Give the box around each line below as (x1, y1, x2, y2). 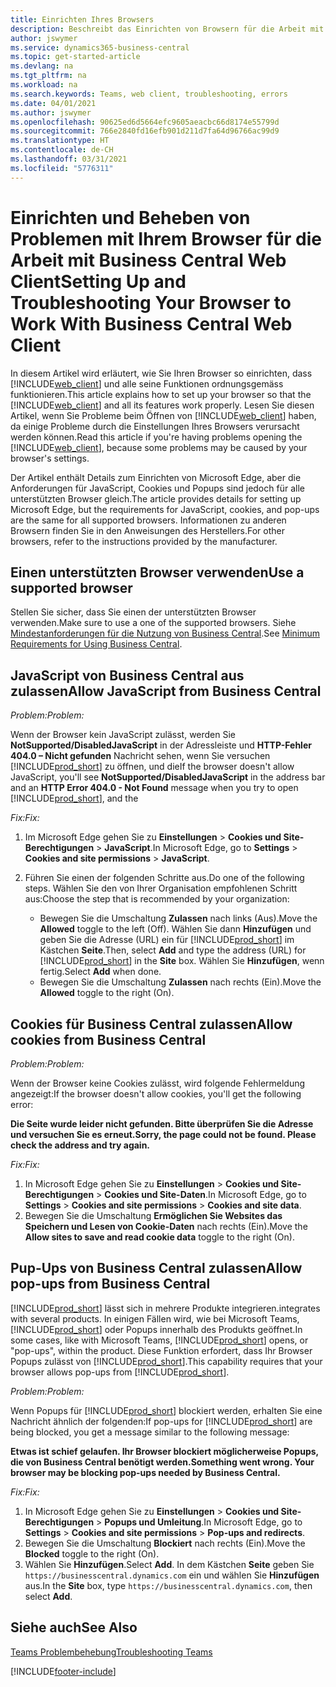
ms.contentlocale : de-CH (10, 145, 114, 155)
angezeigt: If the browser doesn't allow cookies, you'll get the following (10, 1088, 302, 1100)
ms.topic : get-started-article (10, 52, 141, 62)
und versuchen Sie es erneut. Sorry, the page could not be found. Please (10, 1129, 317, 1140)
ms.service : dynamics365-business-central (10, 42, 190, 53)
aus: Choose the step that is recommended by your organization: (24, 893, 290, 905)
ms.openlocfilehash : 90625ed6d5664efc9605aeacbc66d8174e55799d (10, 117, 280, 127)
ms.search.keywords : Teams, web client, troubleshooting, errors (10, 89, 288, 99)
